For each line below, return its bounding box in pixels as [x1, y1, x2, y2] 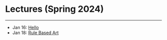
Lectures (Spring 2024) [5, 3, 104, 15]
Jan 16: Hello [12, 24, 39, 30]
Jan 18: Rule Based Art [12, 30, 59, 36]
